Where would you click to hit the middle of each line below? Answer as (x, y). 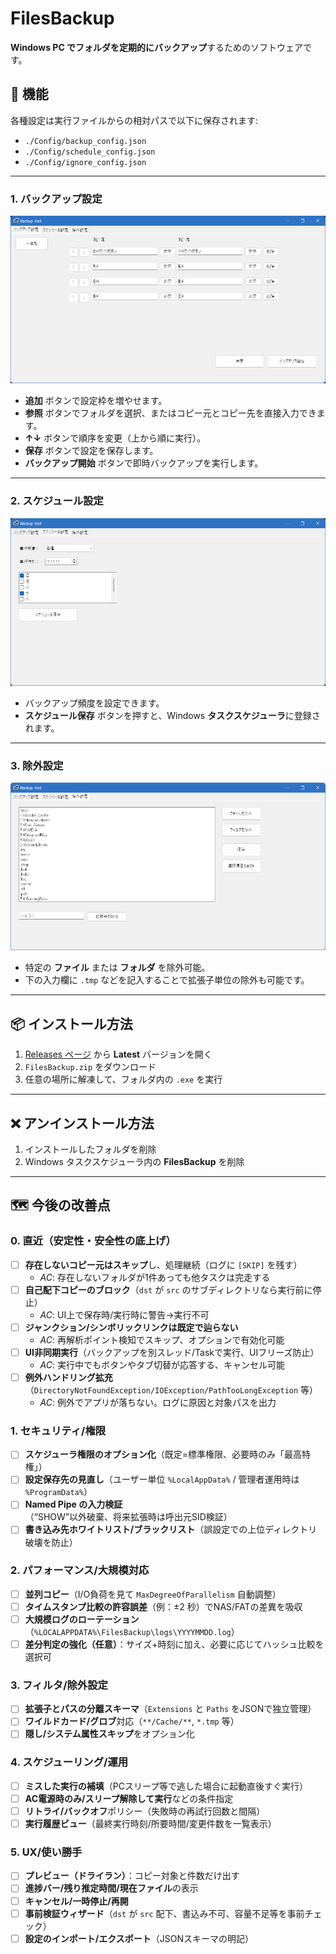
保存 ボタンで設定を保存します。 (91, 451)
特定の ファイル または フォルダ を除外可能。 (117, 968)
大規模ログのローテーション (82, 1619)
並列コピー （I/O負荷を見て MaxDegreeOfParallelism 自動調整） (153, 1594)
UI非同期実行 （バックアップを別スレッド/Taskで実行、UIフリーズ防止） (172, 1352)
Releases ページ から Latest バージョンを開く (118, 1054)
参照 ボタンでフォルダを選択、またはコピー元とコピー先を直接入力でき (170, 413)
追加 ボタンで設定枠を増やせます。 (96, 401)
